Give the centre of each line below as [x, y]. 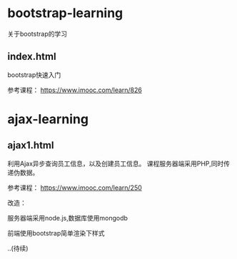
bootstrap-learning [65, 13]
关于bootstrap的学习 [37, 34]
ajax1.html [31, 145]
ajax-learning [48, 119]
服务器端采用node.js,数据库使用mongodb [68, 218]
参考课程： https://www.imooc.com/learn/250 [75, 188]
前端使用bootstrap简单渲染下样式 [56, 233]
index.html [32, 57]
